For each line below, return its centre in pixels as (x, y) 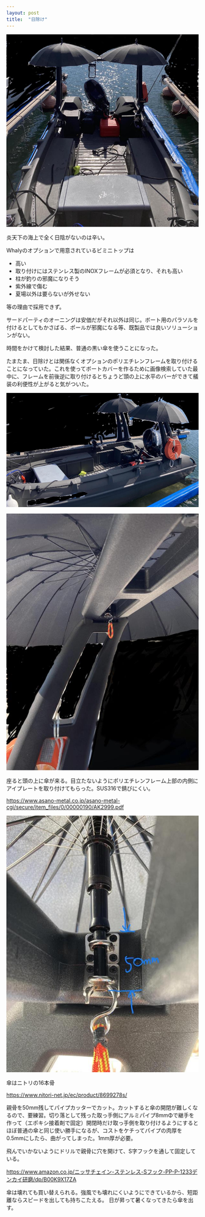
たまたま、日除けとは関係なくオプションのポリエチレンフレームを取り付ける (102, 361)
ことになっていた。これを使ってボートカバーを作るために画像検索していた (100, 368)
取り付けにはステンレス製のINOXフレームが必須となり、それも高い (99, 271)
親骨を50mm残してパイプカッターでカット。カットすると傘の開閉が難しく (100, 1108)
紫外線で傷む (31, 286)
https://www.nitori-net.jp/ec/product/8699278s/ (67, 1095)
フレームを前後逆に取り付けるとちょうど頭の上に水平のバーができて (108, 376)
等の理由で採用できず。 (36, 307)
